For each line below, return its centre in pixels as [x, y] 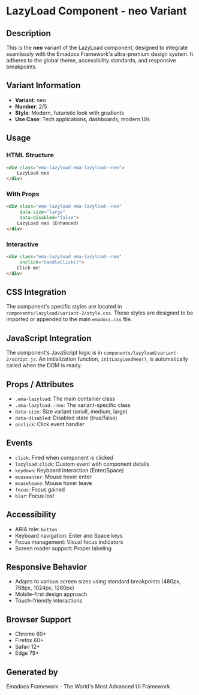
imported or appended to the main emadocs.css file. [69, 319]
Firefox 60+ [29, 640]
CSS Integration [37, 292]
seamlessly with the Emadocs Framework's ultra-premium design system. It [100, 54]
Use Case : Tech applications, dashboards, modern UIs [82, 119]
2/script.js [21, 360]
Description [28, 33]
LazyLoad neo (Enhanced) [48, 223]
